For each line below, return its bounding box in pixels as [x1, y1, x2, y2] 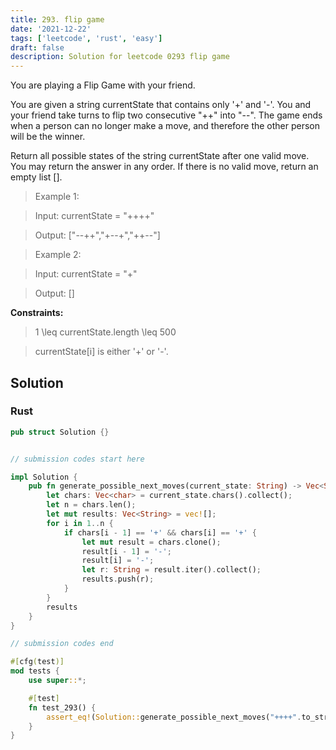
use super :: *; [28, 676, 87, 686]
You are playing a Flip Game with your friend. [10, 79, 196, 91]
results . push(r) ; [81, 574, 155, 585]
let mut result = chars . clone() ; [81, 537, 222, 547]
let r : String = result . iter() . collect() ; [81, 565, 262, 575]
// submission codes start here [10, 454, 145, 464]
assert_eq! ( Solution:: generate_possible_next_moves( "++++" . [46, 712, 302, 722]
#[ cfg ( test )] [10, 657, 65, 667]
